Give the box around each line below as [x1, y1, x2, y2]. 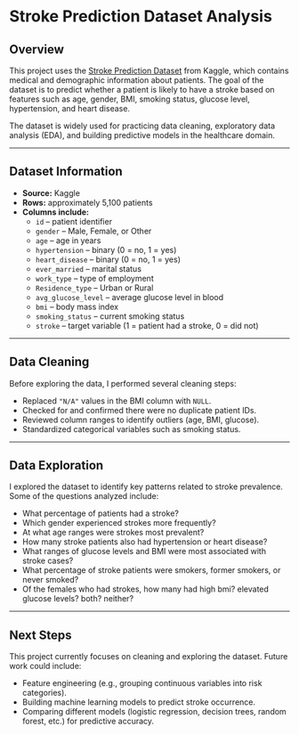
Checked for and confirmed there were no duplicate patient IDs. [21, 404, 256, 415]
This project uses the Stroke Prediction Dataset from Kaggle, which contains [9, 65, 289, 76]
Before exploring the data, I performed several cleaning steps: [9, 378, 237, 388]
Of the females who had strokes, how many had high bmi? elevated [21, 584, 270, 594]
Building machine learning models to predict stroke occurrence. [21, 697, 256, 707]
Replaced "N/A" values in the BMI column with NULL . [21, 395, 212, 406]
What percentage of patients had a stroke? [21, 508, 180, 519]
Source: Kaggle [21, 187, 80, 198]
